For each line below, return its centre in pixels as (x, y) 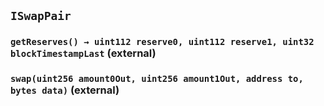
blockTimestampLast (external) (83, 53)
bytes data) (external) (65, 90)
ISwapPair (41, 16)
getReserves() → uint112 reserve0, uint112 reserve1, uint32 (162, 42)
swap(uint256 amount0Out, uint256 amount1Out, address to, (157, 79)
